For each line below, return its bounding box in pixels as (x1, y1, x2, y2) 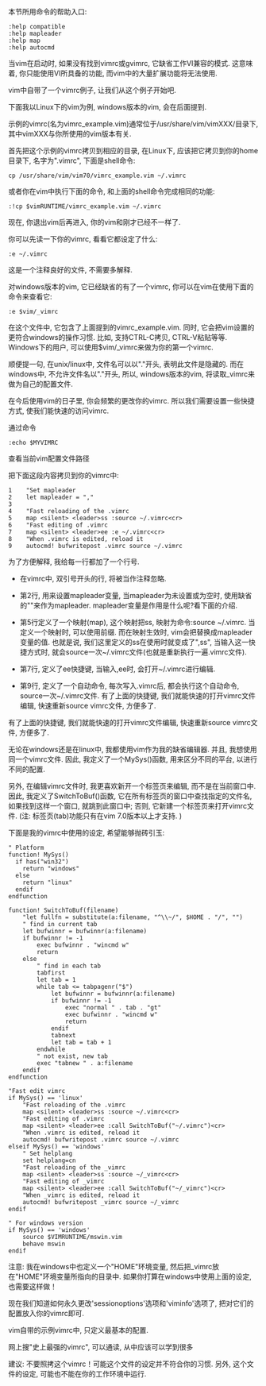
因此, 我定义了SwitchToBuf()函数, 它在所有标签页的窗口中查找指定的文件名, (8, 791, 253, 801)
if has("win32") (15, 858, 69, 866)
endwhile (37, 1045, 66, 1053)
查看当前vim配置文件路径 (8, 454, 90, 463)
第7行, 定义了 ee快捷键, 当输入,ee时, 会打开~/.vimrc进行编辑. (19, 664, 216, 674)
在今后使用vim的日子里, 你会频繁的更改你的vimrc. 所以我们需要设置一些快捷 (8, 396, 256, 405)
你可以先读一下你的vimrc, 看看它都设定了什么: (8, 234, 158, 244)
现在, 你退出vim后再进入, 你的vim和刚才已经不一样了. (8, 218, 181, 226)
